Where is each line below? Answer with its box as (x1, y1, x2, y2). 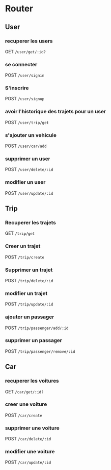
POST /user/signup (5, 96, 45, 102)
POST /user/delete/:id (5, 167, 54, 172)
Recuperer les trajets (5, 219, 56, 226)
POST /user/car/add (5, 143, 47, 149)
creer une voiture (5, 401, 48, 408)
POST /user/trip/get (5, 119, 49, 125)
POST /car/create (5, 412, 43, 418)
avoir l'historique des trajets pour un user (5, 108, 106, 115)
